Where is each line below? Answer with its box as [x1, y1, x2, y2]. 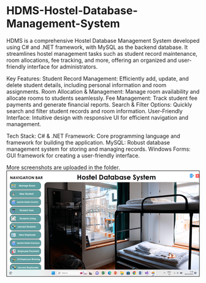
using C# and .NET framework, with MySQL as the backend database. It [6, 43, 188, 51]
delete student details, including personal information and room [6, 81, 167, 89]
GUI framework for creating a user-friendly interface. [6, 151, 140, 159]
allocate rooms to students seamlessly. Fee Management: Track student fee [6, 94, 198, 102]
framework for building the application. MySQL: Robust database [6, 138, 170, 146]
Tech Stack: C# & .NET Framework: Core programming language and [6, 132, 181, 140]
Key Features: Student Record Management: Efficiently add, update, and [6, 75, 189, 82]
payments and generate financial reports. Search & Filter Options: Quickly [6, 100, 193, 108]
